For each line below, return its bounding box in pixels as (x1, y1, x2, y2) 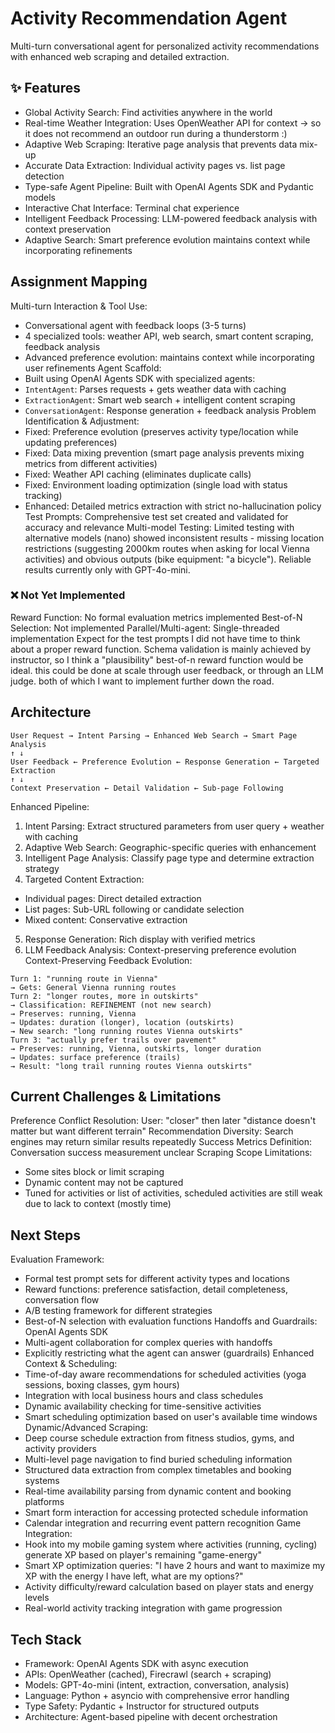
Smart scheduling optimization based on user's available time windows (24, 1411, 318, 1423)
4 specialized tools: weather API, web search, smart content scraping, (24, 330, 314, 342)
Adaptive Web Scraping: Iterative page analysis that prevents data (24, 138, 298, 150)
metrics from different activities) (24, 457, 158, 469)
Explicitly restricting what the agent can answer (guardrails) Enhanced (24, 1347, 315, 1359)
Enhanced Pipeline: (10, 800, 90, 812)
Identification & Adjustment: (24, 415, 140, 427)
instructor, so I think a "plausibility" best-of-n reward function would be (10, 653, 304, 666)
